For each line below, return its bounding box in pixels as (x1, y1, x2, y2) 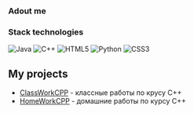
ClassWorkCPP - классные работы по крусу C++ (19, 88, 182, 97)
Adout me (8, 5, 46, 16)
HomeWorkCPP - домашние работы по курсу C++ (19, 97, 186, 106)
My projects (8, 67, 68, 80)
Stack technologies (8, 26, 84, 37)
